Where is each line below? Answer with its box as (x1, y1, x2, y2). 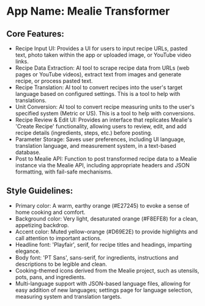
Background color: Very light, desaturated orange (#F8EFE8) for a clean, (15, 215, 198, 222)
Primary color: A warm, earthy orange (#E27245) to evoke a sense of (15, 202, 190, 209)
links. (15, 58, 29, 65)
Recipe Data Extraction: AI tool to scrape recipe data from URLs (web (15, 64, 190, 71)
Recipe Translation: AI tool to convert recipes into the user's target (15, 84, 183, 91)
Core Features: (6, 29, 64, 39)
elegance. (15, 247, 41, 255)
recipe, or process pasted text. (15, 78, 93, 84)
